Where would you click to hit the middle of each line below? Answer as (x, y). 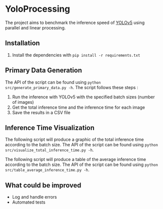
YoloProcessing (38, 9)
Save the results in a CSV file (41, 112)
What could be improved (43, 185)
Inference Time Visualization (50, 128)
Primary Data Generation (43, 70)
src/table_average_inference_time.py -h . (47, 170)
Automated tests (29, 202)
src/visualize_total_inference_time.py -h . (50, 150)
